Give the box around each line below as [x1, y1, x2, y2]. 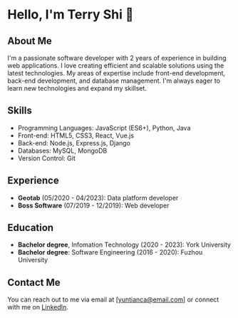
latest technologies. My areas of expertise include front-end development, [7, 69, 226, 77]
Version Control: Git [17, 153, 76, 163]
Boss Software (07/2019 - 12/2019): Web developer [17, 201, 170, 210]
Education [7, 222, 54, 234]
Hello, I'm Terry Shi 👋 [7, 6, 134, 23]
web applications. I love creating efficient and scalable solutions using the [7, 61, 224, 70]
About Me [7, 35, 52, 47]
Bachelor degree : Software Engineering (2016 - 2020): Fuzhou [17, 248, 203, 257]
